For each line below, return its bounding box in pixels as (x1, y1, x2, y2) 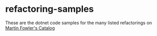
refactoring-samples (5, 3, 94, 15)
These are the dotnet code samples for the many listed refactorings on (5, 20, 152, 26)
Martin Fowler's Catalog (5, 25, 55, 31)
